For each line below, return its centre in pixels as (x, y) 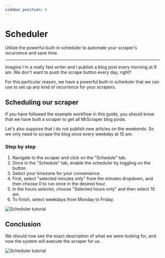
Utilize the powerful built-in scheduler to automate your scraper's (71, 48)
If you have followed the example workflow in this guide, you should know (80, 114)
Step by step (20, 147)
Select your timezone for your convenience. (56, 173)
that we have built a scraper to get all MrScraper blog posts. (66, 119)
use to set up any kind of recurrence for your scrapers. (61, 87)
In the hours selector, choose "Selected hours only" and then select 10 (83, 189)
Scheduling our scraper (42, 102)
